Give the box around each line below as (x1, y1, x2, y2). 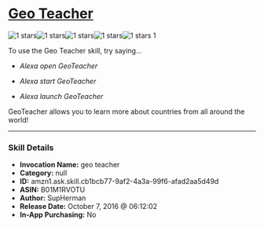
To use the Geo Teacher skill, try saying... (8, 46, 143, 55)
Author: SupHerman (19, 193, 86, 203)
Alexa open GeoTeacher (19, 60, 98, 71)
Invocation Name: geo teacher (19, 160, 120, 170)
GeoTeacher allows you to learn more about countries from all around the (8, 107, 245, 116)
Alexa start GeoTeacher (19, 76, 97, 86)
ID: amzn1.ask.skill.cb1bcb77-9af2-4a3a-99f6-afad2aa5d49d (19, 177, 219, 186)
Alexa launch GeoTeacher (19, 91, 104, 101)
